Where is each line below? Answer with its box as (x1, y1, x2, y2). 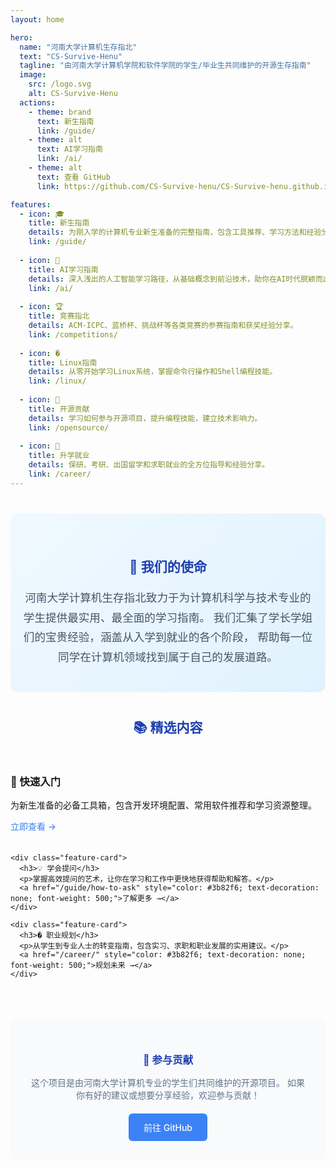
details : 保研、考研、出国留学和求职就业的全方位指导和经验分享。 (28, 460, 270, 470)
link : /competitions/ (28, 329, 118, 340)
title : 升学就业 (28, 451, 90, 461)
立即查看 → (10, 821, 57, 833)
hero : (10, 32, 33, 43)
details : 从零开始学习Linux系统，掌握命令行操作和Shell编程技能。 (28, 367, 278, 377)
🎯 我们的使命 (129, 559, 207, 576)
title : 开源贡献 (28, 404, 90, 414)
